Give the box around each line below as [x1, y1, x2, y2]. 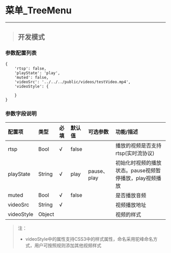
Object [38, 211, 54, 218]
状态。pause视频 [115, 167, 156, 174]
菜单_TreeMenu [5, 5, 72, 16]
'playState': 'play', [14, 70, 60, 76]
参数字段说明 [5, 110, 37, 117]
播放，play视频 [120, 174, 156, 181]
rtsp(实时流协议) [115, 149, 155, 156]
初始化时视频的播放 [115, 159, 162, 166]
